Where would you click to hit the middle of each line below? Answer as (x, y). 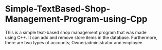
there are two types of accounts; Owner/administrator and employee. (74, 42)
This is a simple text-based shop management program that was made (76, 32)
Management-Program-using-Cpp (76, 19)
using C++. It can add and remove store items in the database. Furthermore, (81, 37)
